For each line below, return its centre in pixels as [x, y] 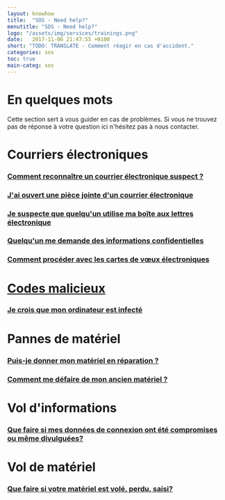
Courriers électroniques [78, 154]
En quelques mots [60, 100]
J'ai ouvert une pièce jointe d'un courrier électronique [100, 195]
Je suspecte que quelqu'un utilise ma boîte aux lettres [100, 213]
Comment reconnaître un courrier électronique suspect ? [105, 176]
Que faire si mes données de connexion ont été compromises [112, 430]
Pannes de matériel [64, 339]
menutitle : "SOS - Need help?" [52, 26]
